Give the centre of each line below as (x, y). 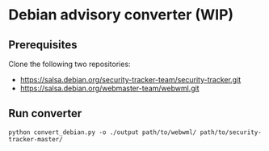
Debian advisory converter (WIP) (121, 15)
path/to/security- (231, 132)
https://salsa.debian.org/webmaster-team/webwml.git (109, 88)
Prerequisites (43, 45)
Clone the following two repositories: (69, 64)
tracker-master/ (36, 139)
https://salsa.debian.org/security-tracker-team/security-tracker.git (130, 80)
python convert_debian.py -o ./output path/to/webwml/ (103, 132)
